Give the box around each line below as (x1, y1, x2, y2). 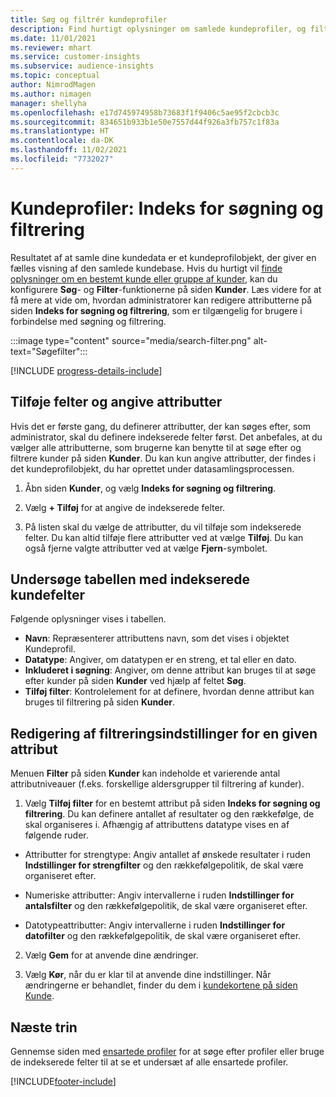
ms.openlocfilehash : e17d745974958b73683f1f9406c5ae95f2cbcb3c (10, 107, 280, 118)
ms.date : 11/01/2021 (10, 33, 97, 43)
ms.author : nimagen (10, 89, 92, 99)
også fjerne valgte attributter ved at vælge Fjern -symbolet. (24, 542, 268, 554)
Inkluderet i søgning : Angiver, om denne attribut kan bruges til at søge (24, 664, 317, 676)
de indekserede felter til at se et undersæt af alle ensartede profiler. (10, 1056, 289, 1068)
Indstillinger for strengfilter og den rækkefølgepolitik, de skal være (24, 859, 304, 871)
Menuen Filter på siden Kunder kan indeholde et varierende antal (10, 767, 281, 780)
